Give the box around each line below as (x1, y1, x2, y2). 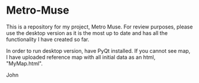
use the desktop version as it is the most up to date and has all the (6, 29, 168, 36)
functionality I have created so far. (6, 36, 90, 43)
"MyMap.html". (6, 60, 43, 67)
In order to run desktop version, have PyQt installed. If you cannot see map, (6, 47, 191, 54)
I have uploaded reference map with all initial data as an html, (6, 53, 156, 60)
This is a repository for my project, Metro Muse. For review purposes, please (6, 23, 193, 30)
